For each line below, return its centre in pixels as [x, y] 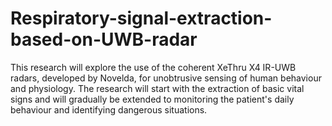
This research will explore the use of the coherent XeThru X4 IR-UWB [153, 67]
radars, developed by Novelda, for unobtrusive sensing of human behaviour [166, 78]
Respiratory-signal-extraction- [141, 18]
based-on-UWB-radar [104, 39]
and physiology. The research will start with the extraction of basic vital [157, 88]
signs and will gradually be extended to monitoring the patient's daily [152, 99]
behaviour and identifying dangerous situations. [109, 109]
